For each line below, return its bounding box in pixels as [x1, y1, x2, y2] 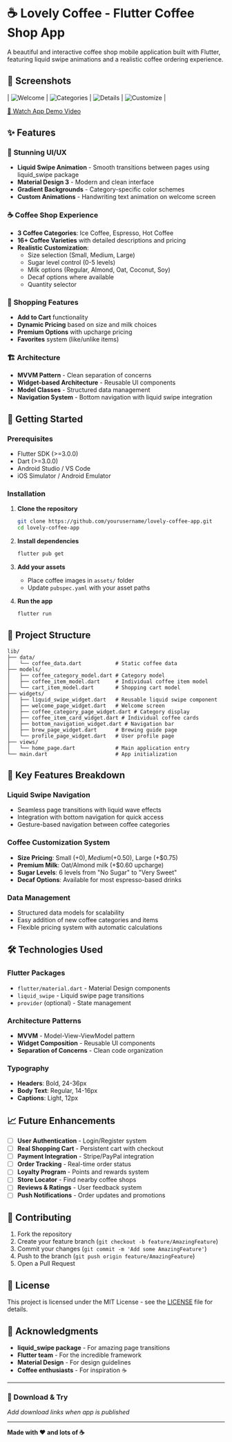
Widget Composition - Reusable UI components [17, 1038, 155, 1047]
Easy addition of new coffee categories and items [17, 915, 159, 924]
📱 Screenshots [7, 75, 72, 87]
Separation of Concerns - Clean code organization [17, 1046, 164, 1054]
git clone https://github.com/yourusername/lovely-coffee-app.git [17, 518, 213, 525]
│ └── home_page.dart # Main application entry [7, 745, 190, 751]
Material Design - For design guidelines [17, 1358, 131, 1366]
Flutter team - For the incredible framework [17, 1351, 142, 1359]
